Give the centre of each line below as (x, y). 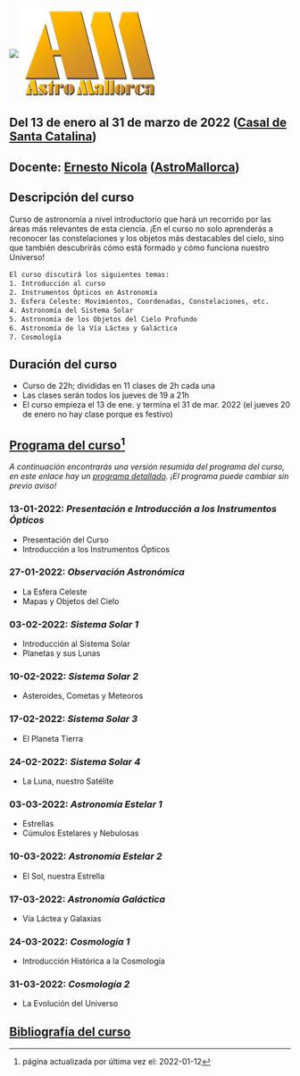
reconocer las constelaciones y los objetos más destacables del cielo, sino (146, 238)
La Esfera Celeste (54, 592)
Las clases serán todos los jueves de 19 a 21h (106, 395)
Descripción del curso (72, 198)
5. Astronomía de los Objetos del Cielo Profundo (104, 319)
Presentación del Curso (65, 540)
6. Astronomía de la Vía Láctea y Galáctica (93, 328)
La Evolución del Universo (70, 1004)
